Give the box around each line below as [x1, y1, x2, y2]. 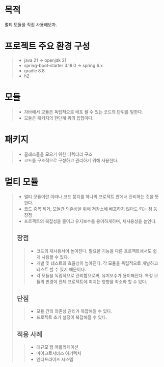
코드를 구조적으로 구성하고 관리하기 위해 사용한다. [24, 157, 119, 163]
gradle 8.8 [24, 67, 45, 74]
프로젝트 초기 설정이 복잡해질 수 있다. [36, 314, 108, 320]
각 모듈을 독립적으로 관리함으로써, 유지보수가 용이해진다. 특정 [36, 272, 153, 278]
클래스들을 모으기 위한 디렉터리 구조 [24, 151, 93, 157]
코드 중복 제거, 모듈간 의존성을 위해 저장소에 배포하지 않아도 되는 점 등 [24, 206, 158, 212]
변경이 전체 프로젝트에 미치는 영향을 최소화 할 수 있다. [45, 279, 148, 284]
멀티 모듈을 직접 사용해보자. [4, 22, 57, 28]
